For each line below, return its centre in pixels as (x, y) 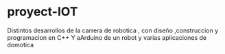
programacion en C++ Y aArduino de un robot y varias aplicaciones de (107, 37)
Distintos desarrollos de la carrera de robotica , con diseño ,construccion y (113, 30)
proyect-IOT (43, 12)
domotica (21, 45)
